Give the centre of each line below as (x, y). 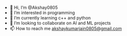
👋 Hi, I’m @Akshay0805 (34, 8)
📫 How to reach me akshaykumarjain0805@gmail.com (66, 28)
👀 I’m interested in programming (42, 13)
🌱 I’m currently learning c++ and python (50, 18)
